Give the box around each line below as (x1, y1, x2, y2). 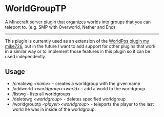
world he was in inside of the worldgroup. (12, 106, 96, 112)
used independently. (5, 53, 46, 59)
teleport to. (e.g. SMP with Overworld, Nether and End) (5, 24, 116, 30)
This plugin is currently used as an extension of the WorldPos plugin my (5, 38, 150, 44)
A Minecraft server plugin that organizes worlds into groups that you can (5, 19, 151, 25)
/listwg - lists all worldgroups (12, 91, 71, 97)
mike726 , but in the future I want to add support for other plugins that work (5, 43, 156, 49)
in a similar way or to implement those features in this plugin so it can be (5, 48, 150, 54)
